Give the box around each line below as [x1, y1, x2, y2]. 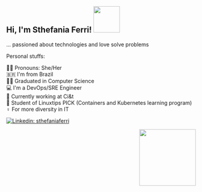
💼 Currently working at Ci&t [6, 93, 74, 100]
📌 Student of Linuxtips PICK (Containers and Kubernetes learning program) [6, 99, 192, 106]
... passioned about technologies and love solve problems [6, 40, 149, 48]
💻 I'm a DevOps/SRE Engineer [6, 84, 82, 91]
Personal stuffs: [6, 52, 45, 60]
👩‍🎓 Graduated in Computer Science [6, 77, 94, 84]
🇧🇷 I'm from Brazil [6, 70, 54, 78]
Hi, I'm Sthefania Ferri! [6, 25, 92, 35]
